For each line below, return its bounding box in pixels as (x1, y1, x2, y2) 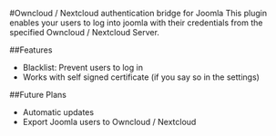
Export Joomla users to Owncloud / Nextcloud (22, 117, 197, 127)
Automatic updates (22, 107, 94, 117)
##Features (9, 44, 53, 55)
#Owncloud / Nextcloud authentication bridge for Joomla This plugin (9, 8, 267, 18)
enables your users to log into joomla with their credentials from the (9, 17, 263, 28)
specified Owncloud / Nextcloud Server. (9, 27, 159, 37)
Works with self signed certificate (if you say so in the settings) (22, 72, 260, 83)
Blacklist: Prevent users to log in (22, 63, 144, 73)
